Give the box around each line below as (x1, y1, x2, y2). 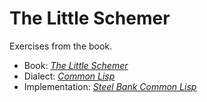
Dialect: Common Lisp (23, 70, 116, 82)
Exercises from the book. (9, 40, 113, 52)
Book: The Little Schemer (23, 59, 129, 71)
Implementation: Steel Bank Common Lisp (23, 80, 197, 92)
